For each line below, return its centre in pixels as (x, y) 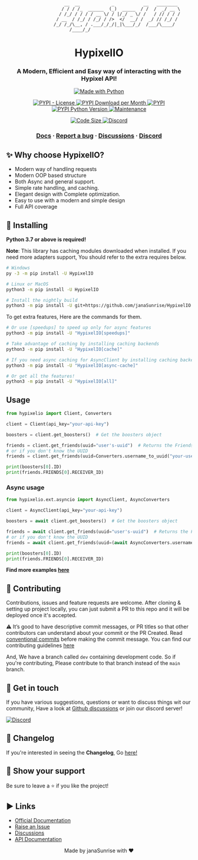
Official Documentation (42, 821)
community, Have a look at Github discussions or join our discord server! (94, 709)
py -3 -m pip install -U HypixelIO (50, 273)
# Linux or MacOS (27, 284)
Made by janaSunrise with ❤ (99, 851)
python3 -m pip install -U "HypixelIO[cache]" (64, 349)
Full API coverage (36, 207)
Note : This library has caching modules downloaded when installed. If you (96, 251)
